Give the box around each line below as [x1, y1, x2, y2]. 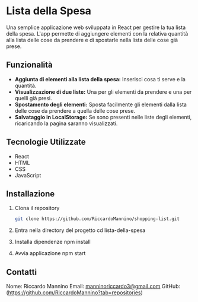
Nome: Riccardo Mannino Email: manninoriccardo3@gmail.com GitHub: [6, 283, 181, 290]
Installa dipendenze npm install [14, 239, 91, 246]
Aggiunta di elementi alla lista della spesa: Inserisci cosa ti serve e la [14, 75, 186, 82]
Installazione [6, 189, 55, 199]
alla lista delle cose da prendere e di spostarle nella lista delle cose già [6, 36, 178, 43]
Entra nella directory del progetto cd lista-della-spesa [14, 227, 146, 234]
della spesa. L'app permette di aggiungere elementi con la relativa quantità [6, 30, 189, 37]
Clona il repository [14, 205, 60, 212]
